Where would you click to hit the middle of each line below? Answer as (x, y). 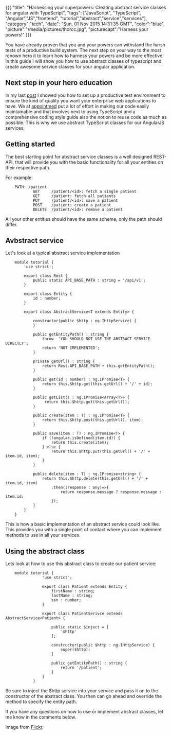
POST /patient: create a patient (72, 205)
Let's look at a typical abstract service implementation (63, 253)
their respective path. (28, 167)
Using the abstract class (45, 551)
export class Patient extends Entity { (84, 587)
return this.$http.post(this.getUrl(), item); (93, 420)
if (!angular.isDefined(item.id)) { (81, 438)
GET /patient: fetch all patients (74, 196)
